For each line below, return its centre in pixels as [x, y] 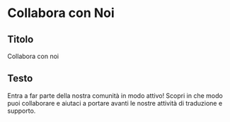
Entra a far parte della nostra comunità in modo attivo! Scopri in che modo [115, 95]
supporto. [22, 111]
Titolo [21, 39]
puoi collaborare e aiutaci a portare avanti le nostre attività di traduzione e [115, 103]
